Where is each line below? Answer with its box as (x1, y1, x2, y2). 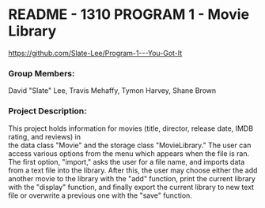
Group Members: (8, 68, 75, 79)
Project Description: (8, 106, 87, 117)
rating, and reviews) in (8, 132, 81, 141)
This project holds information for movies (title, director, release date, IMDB (8, 124, 254, 133)
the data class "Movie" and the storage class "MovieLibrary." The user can (8, 140, 252, 150)
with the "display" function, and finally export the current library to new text (8, 182, 255, 191)
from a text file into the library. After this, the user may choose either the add (8, 165, 258, 175)
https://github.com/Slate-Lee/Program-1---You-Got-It (8, 48, 183, 58)
